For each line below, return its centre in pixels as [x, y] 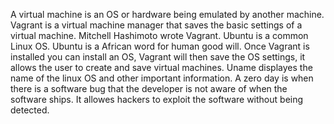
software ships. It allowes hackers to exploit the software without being [157, 99]
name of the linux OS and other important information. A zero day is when [162, 78]
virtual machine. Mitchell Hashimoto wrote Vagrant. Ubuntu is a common [159, 35]
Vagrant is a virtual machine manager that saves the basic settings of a [156, 25]
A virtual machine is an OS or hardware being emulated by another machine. [167, 14]
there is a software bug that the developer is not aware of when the [149, 88]
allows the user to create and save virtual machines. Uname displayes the [161, 67]
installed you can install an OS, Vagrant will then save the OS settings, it [158, 57]
